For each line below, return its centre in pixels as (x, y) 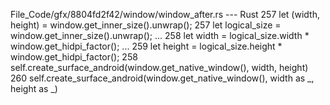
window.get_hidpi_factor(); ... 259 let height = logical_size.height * (146, 46)
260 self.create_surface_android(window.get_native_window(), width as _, (162, 78)
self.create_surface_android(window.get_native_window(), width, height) (159, 67)
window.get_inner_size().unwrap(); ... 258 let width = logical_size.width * (160, 35)
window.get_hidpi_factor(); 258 (74, 57)
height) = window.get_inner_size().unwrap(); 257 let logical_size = (146, 25)
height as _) (34, 88)
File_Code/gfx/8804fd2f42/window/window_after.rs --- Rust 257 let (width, (165, 14)
